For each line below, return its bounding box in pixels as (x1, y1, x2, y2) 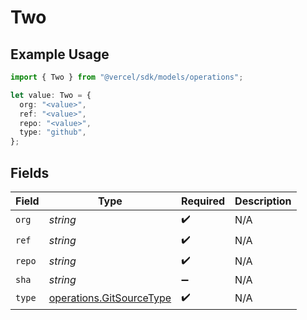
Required (181, 194, 226, 208)
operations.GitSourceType (48, 291, 172, 305)
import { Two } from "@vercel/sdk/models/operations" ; (10, 72, 244, 82)
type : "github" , (19, 127, 87, 138)
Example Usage (10, 46, 110, 63)
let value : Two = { (10, 90, 92, 100)
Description (234, 194, 292, 208)
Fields (10, 164, 50, 181)
